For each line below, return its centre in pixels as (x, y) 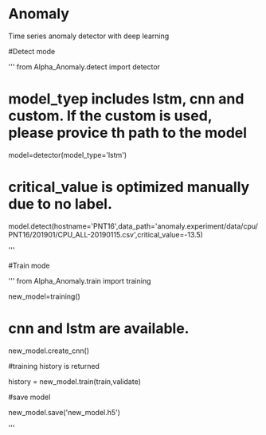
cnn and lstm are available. (99, 328)
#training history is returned (54, 366)
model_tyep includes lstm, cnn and (126, 99)
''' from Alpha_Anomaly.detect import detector (84, 67)
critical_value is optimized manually (129, 187)
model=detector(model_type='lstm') (68, 155)
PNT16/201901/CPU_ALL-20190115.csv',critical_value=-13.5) (106, 234)
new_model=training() (45, 296)
